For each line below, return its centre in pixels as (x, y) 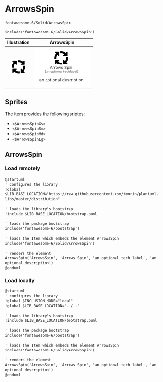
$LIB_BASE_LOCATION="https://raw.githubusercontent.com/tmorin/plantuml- (82, 194)
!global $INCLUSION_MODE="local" (39, 301)
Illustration (19, 42)
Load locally (20, 280)
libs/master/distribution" (33, 199)
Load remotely (23, 168)
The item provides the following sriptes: (45, 114)
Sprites (16, 102)
